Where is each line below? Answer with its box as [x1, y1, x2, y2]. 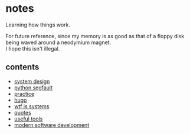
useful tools [14, 115, 43, 122]
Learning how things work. [5, 21, 71, 28]
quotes [14, 109, 32, 116]
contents [5, 62, 40, 72]
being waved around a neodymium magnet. [5, 39, 112, 46]
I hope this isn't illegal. [5, 45, 60, 52]
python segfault [14, 84, 53, 91]
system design [14, 78, 50, 85]
